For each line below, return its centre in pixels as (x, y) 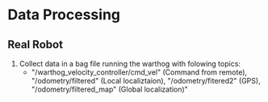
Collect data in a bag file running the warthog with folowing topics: (130, 63)
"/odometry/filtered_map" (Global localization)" (110, 89)
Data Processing (64, 15)
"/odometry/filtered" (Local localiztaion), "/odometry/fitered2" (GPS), (146, 81)
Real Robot (36, 45)
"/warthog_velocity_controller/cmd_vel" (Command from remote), (139, 72)
